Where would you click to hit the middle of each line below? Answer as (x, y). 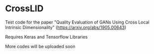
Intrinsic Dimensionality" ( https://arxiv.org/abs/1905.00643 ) (66, 27)
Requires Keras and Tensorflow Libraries (46, 37)
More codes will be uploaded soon (40, 46)
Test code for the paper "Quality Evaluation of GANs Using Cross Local (77, 22)
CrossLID (24, 9)
